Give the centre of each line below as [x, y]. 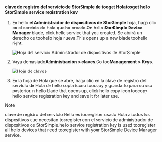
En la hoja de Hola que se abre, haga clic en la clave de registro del [79, 81]
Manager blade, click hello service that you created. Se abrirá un [77, 33]
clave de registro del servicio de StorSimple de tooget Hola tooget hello [78, 7]
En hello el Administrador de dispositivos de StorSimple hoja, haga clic [84, 23]
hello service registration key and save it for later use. [66, 96]
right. [17, 43]
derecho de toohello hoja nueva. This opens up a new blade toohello [80, 38]
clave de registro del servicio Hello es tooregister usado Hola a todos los [78, 115]
